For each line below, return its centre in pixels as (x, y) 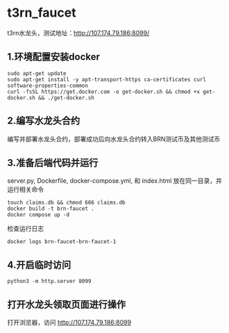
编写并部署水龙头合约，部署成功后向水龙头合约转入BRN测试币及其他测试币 (114, 139)
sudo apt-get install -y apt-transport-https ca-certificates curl (107, 79)
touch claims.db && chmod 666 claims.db (67, 203)
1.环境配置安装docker (54, 57)
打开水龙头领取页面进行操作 (67, 304)
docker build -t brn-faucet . (51, 209)
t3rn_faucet (42, 13)
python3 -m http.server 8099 (49, 282)
